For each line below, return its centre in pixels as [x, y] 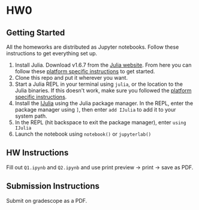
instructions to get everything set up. [52, 53]
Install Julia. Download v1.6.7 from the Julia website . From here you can [103, 65]
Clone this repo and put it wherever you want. [71, 78]
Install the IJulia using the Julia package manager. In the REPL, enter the [104, 103]
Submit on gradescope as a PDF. [47, 200]
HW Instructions [37, 153]
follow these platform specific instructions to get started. [85, 71]
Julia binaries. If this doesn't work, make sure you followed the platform [103, 90]
